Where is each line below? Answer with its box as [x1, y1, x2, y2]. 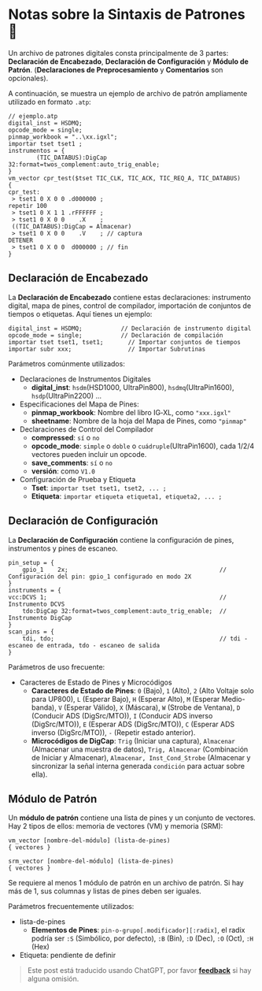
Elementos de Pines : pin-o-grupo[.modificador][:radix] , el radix [31, 926, 245, 935]
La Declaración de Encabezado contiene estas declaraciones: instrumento [8, 292, 252, 302]
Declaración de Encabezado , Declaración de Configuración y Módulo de [8, 57, 249, 66]
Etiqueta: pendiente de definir [19, 951, 116, 960]
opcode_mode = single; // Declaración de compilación [8, 331, 223, 340]
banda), [31, 703, 57, 712]
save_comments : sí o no [31, 458, 113, 467]
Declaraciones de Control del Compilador [19, 424, 154, 434]
